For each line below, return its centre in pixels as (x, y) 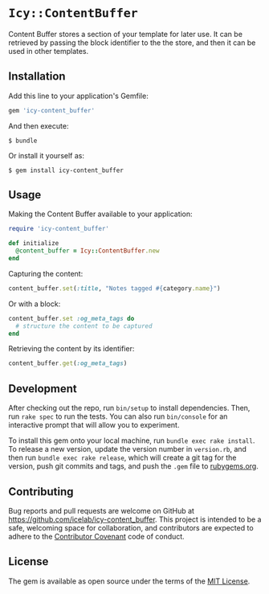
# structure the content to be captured (84, 326)
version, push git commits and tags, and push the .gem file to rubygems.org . (134, 466)
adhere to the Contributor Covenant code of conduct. (96, 536)
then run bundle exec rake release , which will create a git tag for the (122, 458)
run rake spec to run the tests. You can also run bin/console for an (118, 416)
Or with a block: (35, 304)
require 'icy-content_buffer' (59, 229)
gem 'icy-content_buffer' (51, 110)
